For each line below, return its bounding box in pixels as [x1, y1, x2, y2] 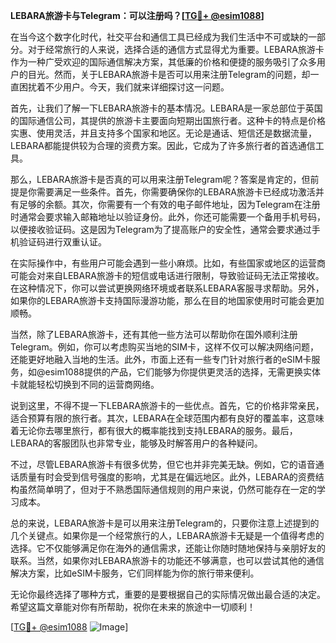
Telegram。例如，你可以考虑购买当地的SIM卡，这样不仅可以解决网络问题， [10, 341, 320, 353]
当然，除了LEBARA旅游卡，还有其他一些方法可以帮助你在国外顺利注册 [10, 329, 298, 340]
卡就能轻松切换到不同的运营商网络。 [10, 379, 160, 390]
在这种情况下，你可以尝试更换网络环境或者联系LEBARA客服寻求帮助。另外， [10, 282, 325, 294]
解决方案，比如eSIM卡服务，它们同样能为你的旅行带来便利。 [10, 567, 260, 579]
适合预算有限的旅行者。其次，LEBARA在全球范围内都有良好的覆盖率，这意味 [10, 412, 325, 424]
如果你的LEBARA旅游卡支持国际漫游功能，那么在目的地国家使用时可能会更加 [10, 295, 325, 306]
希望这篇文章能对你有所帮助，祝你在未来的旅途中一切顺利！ [10, 601, 256, 613]
